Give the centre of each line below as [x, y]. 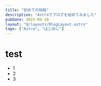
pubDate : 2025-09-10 [27, 19]
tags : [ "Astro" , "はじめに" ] [35, 29]
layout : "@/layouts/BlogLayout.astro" [46, 24]
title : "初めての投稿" [27, 10]
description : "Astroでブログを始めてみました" [51, 15]
